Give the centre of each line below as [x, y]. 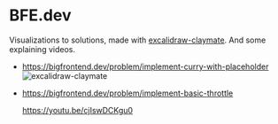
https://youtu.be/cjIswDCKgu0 [77, 110]
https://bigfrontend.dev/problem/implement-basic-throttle [127, 93]
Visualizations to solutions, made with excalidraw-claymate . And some [138, 40]
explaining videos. [42, 49]
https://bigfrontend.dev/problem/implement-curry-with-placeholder [145, 66]
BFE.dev [40, 15]
